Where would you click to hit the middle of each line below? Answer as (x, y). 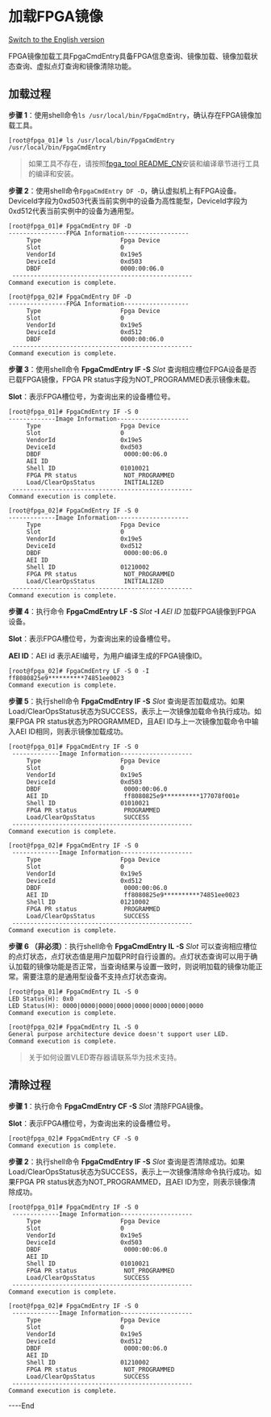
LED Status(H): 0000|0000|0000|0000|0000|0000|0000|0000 (106, 1005)
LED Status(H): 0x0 (41, 999)
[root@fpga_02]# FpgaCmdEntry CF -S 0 (73, 1139)
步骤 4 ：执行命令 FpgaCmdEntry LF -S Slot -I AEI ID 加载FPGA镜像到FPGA (132, 611)
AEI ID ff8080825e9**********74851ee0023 (133, 895)
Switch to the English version (56, 39)
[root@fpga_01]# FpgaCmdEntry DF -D (70, 226)
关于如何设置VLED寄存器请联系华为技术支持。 (104, 1057)
